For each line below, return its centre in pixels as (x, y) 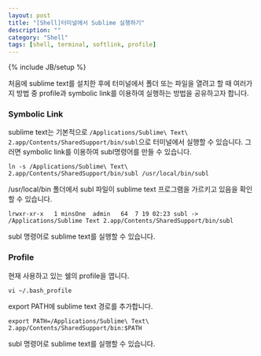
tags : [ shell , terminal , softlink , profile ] (82, 45)
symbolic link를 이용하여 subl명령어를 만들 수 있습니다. (107, 152)
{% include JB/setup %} (47, 67)
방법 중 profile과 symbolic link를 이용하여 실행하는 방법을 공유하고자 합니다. (132, 93)
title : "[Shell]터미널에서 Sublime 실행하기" (77, 23)
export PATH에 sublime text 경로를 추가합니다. (81, 306)
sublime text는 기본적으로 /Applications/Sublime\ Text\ (98, 132)
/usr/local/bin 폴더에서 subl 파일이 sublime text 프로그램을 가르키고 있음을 (123, 189)
